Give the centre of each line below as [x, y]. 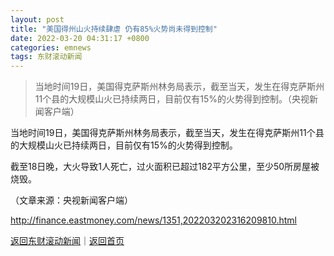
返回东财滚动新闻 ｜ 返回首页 [67, 241]
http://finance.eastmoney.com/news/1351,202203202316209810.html [153, 220]
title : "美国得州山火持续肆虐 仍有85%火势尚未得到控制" [114, 29]
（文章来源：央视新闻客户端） [71, 200]
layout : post [37, 19]
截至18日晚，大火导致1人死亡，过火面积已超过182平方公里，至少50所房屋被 [165, 167]
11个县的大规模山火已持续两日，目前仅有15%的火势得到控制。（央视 [172, 99]
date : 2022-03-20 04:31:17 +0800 [80, 38]
